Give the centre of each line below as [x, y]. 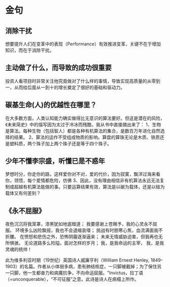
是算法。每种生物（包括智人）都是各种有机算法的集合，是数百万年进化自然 [83, 131]
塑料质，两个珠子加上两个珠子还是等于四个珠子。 [60, 143]
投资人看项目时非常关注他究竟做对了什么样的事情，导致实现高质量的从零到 [83, 81]
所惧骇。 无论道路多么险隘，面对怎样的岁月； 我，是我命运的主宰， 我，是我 [85, 243]
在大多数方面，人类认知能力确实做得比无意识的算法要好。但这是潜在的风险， [85, 118]
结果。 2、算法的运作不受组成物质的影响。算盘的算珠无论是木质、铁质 [87, 137]
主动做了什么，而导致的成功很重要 [58, 68]
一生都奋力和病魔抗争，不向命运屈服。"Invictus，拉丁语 [85, 273]
